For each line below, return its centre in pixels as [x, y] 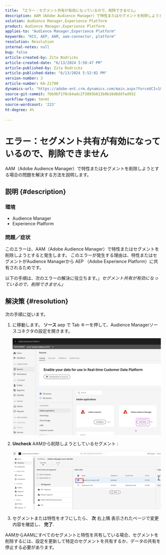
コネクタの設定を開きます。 [44, 331]
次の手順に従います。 [27, 314]
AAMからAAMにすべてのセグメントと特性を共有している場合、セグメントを [82, 535]
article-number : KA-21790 [32, 84]
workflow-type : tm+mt [27, 99]
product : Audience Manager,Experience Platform [55, 26]
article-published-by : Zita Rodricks [44, 68]
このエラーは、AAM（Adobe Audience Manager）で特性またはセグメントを [82, 249]
